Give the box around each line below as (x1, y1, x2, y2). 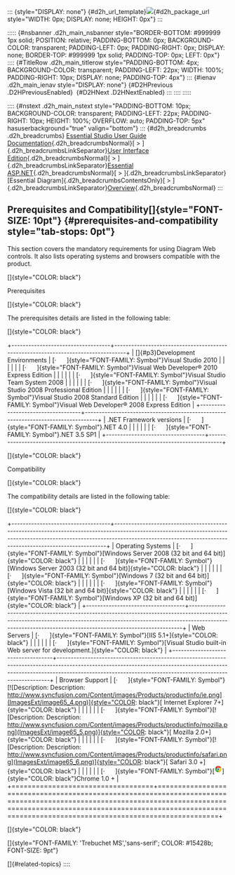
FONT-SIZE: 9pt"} (7, 846, 59, 855)
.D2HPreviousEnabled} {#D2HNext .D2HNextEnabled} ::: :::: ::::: (7, 88, 192, 96)
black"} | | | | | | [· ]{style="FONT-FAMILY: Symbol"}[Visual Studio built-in (7, 638, 227, 646)
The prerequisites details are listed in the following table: (7, 313, 170, 322)
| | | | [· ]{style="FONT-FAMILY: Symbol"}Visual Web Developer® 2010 (7, 363, 218, 372)
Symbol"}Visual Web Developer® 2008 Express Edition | (32, 400, 195, 409)
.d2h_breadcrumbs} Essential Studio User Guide (7, 132, 147, 140)
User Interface (107, 147, 149, 154)
